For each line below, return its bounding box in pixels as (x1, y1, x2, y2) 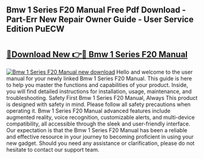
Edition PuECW (6, 24, 65, 34)
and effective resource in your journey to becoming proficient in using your (6, 133, 194, 140)
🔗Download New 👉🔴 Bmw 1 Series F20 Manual (6, 49, 188, 60)
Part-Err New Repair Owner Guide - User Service (6, 15, 194, 25)
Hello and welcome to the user (116, 68, 193, 76)
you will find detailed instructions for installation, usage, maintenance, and (6, 88, 192, 95)
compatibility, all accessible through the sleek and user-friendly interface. (6, 120, 191, 127)
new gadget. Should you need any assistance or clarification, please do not (6, 140, 195, 147)
